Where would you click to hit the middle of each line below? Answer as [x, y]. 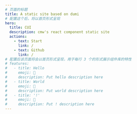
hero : [10, 23]
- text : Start [28, 41]
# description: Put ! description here [50, 104]
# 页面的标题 [16, 9]
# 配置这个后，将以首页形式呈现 [33, 18]
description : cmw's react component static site [60, 32]
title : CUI [20, 28]
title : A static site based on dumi [42, 14]
